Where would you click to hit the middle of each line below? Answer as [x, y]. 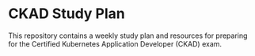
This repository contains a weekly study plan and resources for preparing [128, 35]
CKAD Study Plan [67, 14]
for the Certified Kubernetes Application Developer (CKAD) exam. [115, 43]
